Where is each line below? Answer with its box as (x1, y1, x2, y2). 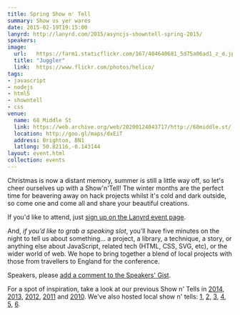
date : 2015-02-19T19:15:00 (7, 24, 88, 31)
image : (7, 44, 27, 51)
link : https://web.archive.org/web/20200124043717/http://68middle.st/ (14, 123, 232, 131)
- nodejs (7, 84, 34, 91)
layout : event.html (7, 150, 66, 157)
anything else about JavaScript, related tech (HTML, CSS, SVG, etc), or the (7, 241, 228, 250)
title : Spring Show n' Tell (7, 10, 91, 18)
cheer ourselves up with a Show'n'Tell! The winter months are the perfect (7, 184, 224, 192)
